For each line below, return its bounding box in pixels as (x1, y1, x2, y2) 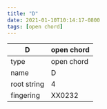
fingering (10, 91, 40, 101)
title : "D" (7, 10, 39, 17)
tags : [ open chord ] (7, 23, 64, 30)
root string (10, 79, 45, 89)
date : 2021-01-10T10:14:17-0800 (7, 17, 100, 24)
